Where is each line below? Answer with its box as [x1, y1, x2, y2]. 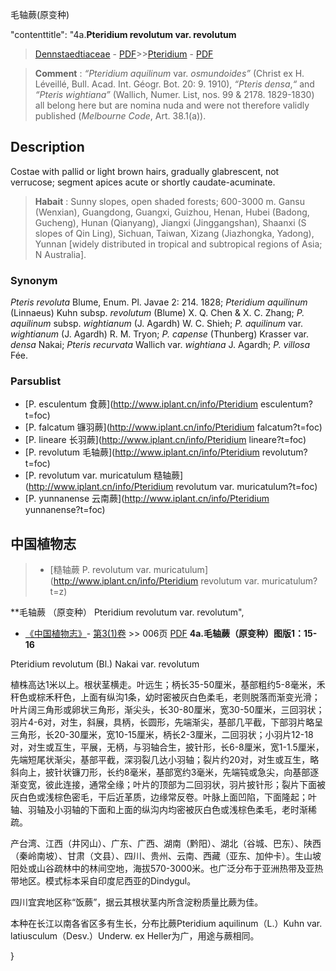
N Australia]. [34, 248, 87, 260]
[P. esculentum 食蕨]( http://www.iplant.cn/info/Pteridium [24, 398, 258, 410]
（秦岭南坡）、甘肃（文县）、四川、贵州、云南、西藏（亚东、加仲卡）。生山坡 [10, 850, 322, 862]
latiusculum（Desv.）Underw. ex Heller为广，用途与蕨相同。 [10, 930, 260, 942]
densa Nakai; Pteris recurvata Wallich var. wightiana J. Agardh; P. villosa [10, 339, 311, 351]
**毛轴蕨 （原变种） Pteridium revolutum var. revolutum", [10, 606, 245, 618]
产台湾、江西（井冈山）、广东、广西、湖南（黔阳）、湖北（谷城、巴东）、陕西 [10, 838, 322, 850]
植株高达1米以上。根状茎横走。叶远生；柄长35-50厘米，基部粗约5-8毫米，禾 [10, 679, 326, 691]
